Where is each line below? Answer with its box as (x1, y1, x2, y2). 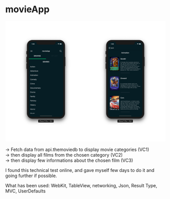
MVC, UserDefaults (5, 188, 46, 194)
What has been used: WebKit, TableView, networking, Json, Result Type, (5, 182, 158, 188)
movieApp (5, 4, 50, 15)
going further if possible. (5, 172, 58, 179)
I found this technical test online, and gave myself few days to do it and (5, 167, 155, 173)
